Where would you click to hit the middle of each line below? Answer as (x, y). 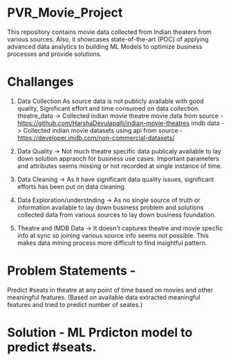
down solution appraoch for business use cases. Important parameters (118, 158)
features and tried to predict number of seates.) (75, 304)
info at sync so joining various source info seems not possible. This (113, 235)
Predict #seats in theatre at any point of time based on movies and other (110, 290)
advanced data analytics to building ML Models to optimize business (105, 46)
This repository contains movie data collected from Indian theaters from (110, 32)
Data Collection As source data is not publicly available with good (110, 101)
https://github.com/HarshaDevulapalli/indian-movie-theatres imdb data (118, 123)
